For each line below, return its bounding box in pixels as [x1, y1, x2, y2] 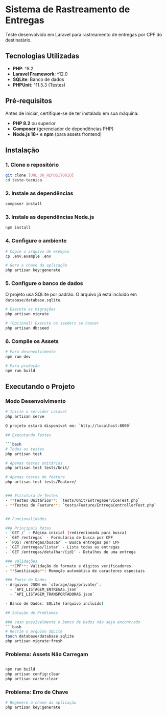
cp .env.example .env [5, 254, 52, 259]
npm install [5, 225, 31, 230]
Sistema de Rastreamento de [5, 4, 130, 15]
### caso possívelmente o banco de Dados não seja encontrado [5, 619, 140, 625]
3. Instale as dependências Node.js [5, 214, 94, 221]
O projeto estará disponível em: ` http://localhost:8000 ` [5, 423, 131, 428]
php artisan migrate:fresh [5, 639, 63, 644]
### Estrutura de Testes [5, 493, 58, 498]
